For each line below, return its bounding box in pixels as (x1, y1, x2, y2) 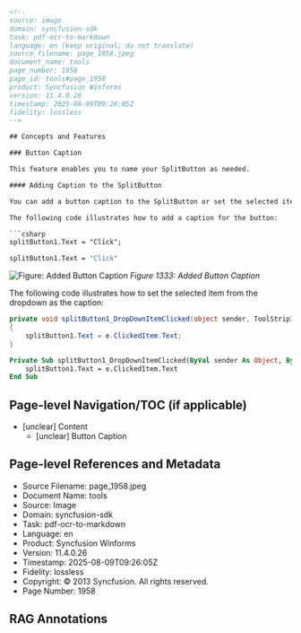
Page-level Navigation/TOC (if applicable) (9, 397, 248, 412)
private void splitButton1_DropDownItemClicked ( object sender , (9, 314, 251, 324)
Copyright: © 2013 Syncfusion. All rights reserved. (21, 576, 209, 586)
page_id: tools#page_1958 (9, 75, 106, 84)
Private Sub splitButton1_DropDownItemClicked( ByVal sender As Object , (9, 356, 282, 365)
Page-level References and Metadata (9, 457, 221, 472)
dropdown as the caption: (9, 297, 105, 308)
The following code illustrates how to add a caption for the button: (9, 213, 279, 223)
